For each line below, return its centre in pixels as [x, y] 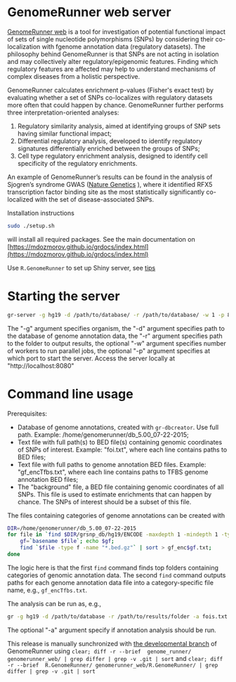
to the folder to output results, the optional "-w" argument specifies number [117, 343]
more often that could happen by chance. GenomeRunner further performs [116, 105]
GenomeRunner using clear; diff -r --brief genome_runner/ [99, 651]
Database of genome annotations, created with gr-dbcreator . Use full [118, 427]
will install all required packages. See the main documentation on [101, 239]
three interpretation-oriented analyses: [63, 112]
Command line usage [70, 394]
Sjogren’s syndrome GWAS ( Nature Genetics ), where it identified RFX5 [110, 184]
